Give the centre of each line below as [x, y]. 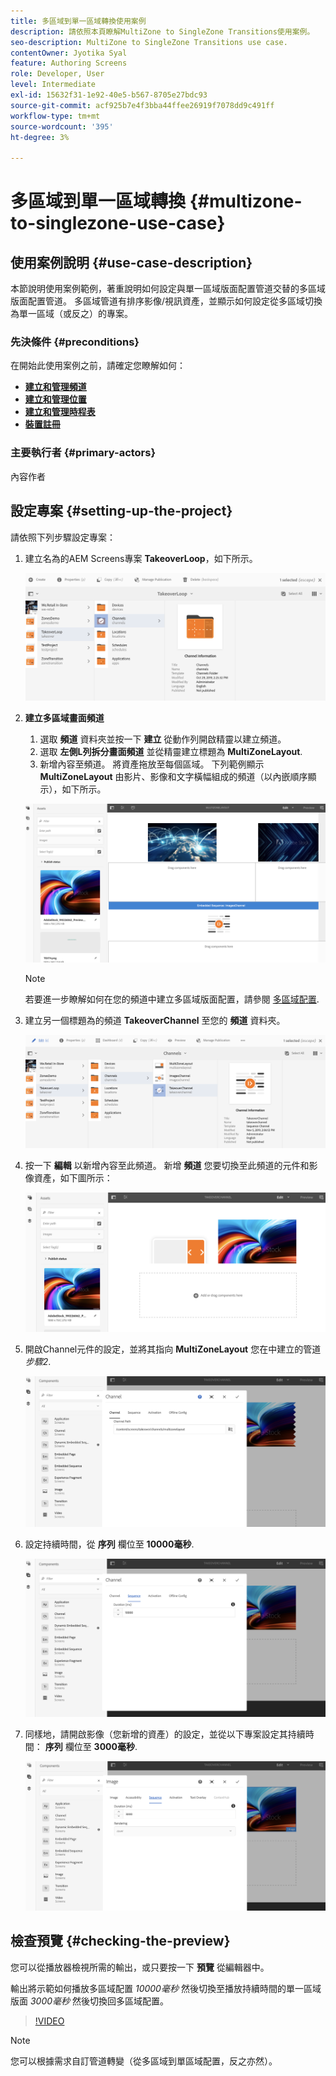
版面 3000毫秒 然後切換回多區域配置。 [89, 2001]
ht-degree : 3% [40, 137]
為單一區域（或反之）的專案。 [71, 314]
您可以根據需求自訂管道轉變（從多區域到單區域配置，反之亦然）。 [144, 2061]
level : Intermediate [53, 85]
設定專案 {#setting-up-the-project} [121, 511]
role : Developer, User [57, 74]
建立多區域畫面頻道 [64, 717]
